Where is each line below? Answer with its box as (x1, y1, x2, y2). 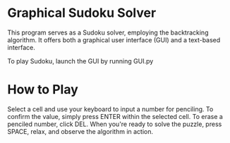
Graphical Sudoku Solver (7, 5, 157, 21)
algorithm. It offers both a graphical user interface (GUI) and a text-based (7, 35, 221, 44)
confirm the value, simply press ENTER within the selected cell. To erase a (7, 112, 224, 120)
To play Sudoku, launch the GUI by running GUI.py (7, 56, 154, 65)
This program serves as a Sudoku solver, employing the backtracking (7, 28, 209, 37)
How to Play (7, 82, 79, 98)
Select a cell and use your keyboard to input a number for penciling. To (7, 104, 214, 113)
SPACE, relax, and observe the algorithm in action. (7, 127, 154, 135)
